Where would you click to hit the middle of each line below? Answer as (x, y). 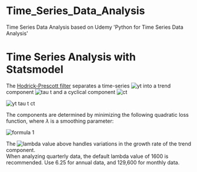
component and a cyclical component (61, 92)
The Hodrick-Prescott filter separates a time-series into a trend (89, 86)
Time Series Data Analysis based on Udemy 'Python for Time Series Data (95, 27)
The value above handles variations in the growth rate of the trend (99, 144)
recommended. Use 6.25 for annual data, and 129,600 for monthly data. (93, 162)
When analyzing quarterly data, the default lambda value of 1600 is (87, 156)
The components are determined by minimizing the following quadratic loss (98, 114)
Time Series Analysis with (71, 57)
